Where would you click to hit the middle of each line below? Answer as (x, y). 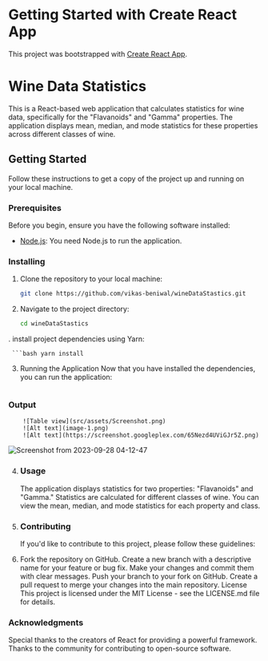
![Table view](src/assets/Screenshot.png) (94, 421)
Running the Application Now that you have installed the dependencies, (138, 369)
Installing (27, 261)
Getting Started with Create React (123, 15)
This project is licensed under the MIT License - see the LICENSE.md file (140, 593)
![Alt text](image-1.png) (66, 429)
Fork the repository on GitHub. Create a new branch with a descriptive (136, 559)
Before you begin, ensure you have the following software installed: (119, 225)
